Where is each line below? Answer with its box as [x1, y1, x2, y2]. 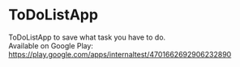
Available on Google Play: [8, 40, 93, 50]
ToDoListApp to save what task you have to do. [8, 32, 166, 42]
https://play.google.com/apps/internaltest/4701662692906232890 [8, 49, 232, 59]
